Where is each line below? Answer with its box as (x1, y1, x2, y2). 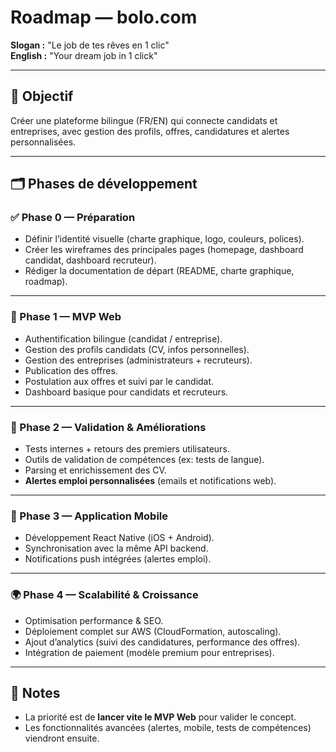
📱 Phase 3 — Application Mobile (10, 509, 169, 523)
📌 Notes (10, 685, 61, 702)
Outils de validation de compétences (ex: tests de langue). (24, 454, 265, 466)
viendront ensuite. (24, 732, 100, 745)
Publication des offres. (24, 364, 118, 376)
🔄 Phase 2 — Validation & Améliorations (10, 420, 207, 434)
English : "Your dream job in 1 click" (10, 49, 158, 61)
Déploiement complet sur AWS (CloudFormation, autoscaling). (24, 625, 282, 637)
